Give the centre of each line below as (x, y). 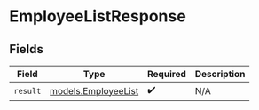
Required (166, 74)
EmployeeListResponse (98, 16)
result (27, 91)
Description (220, 74)
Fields (27, 49)
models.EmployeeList (94, 90)
